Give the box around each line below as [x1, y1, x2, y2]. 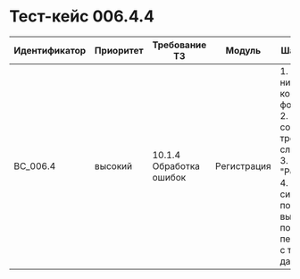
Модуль [225, 44, 262, 56]
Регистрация [215, 159, 271, 172]
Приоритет [94, 44, 145, 56]
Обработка [152, 159, 201, 172]
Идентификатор [13, 44, 87, 56]
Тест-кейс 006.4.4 [9, 6, 154, 27]
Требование [152, 38, 207, 51]
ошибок [152, 171, 187, 183]
